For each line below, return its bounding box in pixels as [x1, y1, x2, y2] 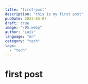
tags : [5, 43, 16, 48]
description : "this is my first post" [5, 12, 84, 17]
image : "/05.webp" [5, 25, 42, 30]
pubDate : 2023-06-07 [5, 16, 47, 21]
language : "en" [5, 34, 36, 39]
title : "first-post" [5, 7, 47, 12]
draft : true [5, 20, 29, 26]
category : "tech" [5, 39, 40, 44]
